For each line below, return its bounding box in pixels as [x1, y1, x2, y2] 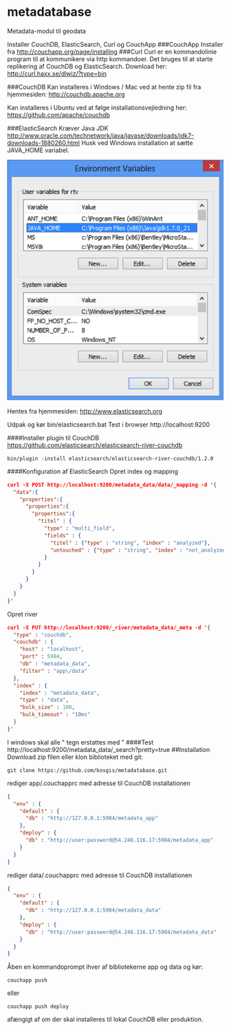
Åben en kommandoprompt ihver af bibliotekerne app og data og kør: [7, 963, 203, 971]
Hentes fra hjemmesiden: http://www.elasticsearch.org [7, 407, 163, 415]
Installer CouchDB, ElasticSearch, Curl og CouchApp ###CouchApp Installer [7, 40, 223, 48]
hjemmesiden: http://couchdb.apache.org [7, 90, 125, 98]
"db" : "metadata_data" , [19, 661, 91, 667]
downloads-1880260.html [7, 138, 80, 147]
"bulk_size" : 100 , [19, 704, 76, 711]
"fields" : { [43, 532, 81, 539]
